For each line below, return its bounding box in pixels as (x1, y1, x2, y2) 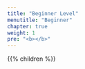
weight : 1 (7, 29, 36, 37)
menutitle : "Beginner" (7, 17, 73, 23)
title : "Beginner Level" (7, 10, 79, 17)
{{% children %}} (7, 55, 57, 63)
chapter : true (7, 23, 48, 30)
